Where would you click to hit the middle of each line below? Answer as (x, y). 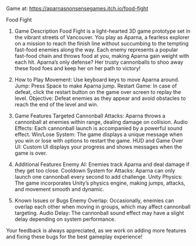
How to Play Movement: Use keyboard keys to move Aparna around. (97, 79)
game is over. (31, 153)
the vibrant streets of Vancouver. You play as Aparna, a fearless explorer (102, 37)
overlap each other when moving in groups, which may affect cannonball (102, 207)
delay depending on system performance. (65, 219)
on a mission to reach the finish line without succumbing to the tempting (102, 44)
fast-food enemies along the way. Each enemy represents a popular (96, 50)
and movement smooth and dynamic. (59, 189)
